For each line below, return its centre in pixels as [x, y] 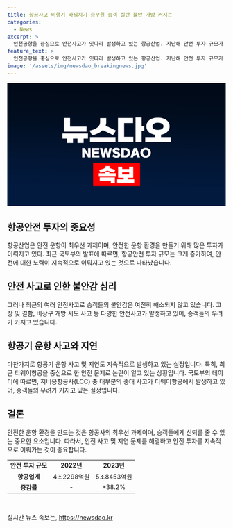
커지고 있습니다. [36, 322]
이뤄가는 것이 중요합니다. [53, 449]
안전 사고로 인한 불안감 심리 [62, 287]
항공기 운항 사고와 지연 [53, 346]
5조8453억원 [114, 477]
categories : [24, 22]
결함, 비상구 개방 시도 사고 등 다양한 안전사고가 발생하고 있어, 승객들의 [116, 313]
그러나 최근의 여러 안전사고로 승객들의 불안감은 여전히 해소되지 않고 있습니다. [111, 304]
